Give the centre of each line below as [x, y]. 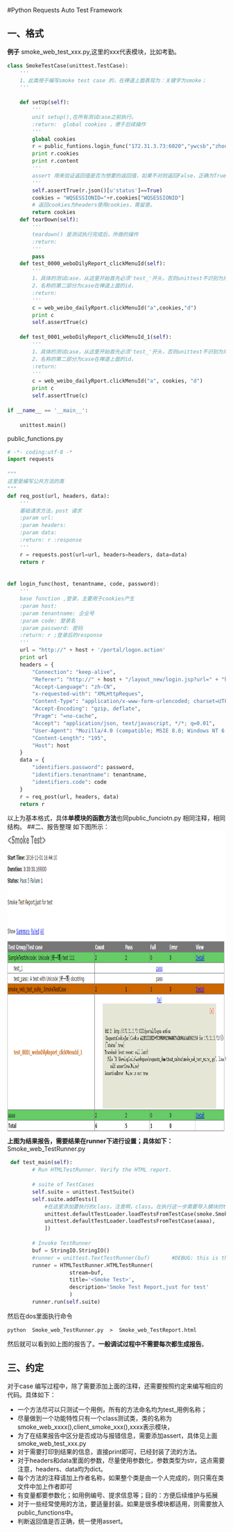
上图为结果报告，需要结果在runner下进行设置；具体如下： [90, 1141]
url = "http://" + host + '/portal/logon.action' [93, 650]
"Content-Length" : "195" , [70, 738]
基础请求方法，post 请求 [51, 510]
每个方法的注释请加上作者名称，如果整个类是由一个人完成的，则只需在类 [120, 1478]
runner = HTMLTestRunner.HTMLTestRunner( [93, 1265]
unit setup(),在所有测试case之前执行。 [84, 117]
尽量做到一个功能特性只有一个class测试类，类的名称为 [94, 1418]
